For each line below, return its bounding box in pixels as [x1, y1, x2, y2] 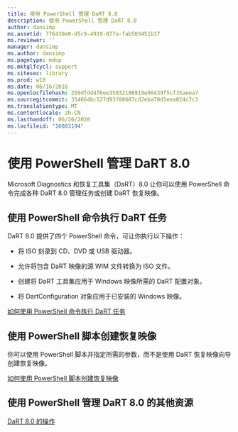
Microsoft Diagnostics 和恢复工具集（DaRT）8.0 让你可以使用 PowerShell [7, 180, 222, 189]
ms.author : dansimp [7, 50, 65, 57]
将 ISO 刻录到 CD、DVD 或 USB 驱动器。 [17, 247, 136, 255]
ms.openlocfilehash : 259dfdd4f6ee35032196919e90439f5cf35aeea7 [7, 89, 199, 96]
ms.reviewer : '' [7, 37, 55, 44]
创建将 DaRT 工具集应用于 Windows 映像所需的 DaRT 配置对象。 [17, 277, 206, 286]
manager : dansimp [7, 43, 59, 50]
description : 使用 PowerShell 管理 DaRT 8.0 [7, 17, 137, 24]
